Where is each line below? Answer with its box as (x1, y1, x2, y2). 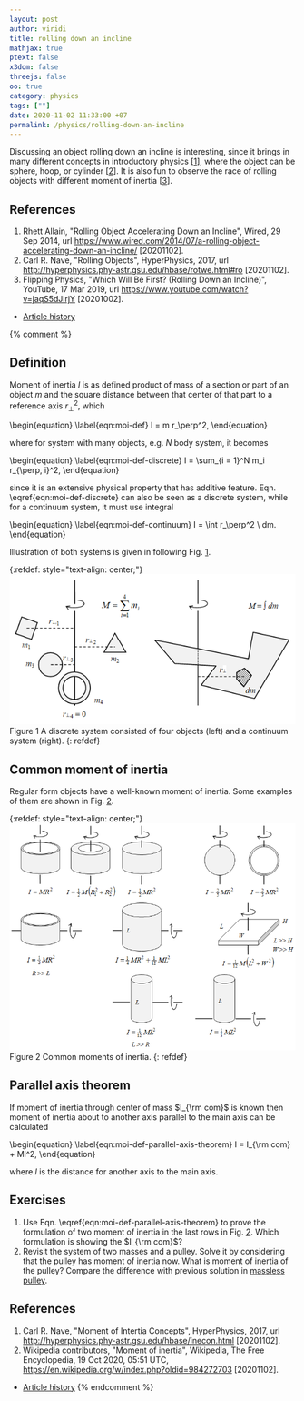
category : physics (9, 91, 79, 100)
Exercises (9, 1193, 66, 1208)
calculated (9, 1121, 49, 1132)
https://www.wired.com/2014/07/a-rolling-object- (74, 236, 260, 247)
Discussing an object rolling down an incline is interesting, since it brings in (9, 146, 290, 157)
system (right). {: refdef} (9, 735, 101, 746)
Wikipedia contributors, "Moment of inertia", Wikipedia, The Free (22, 1345, 265, 1356)
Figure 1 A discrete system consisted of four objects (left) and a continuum (9, 726, 289, 737)
